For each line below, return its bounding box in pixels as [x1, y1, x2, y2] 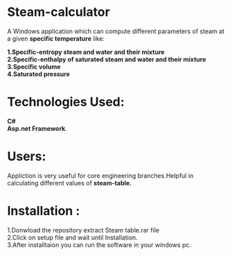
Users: [7, 149, 46, 165]
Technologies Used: [7, 94, 125, 110]
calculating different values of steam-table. [7, 179, 132, 187]
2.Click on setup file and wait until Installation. [7, 233, 139, 241]
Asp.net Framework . [7, 124, 68, 132]
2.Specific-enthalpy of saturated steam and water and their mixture [7, 55, 206, 63]
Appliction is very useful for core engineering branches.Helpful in [7, 171, 194, 180]
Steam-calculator [7, 4, 111, 20]
